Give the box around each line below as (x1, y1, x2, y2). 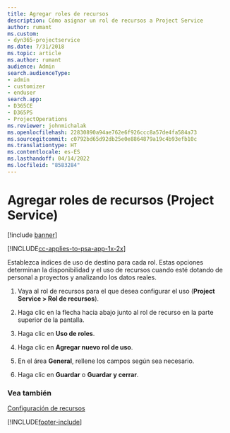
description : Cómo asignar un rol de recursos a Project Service (7, 17, 203, 24)
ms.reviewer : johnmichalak (7, 122, 87, 129)
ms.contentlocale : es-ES (7, 149, 80, 156)
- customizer (7, 83, 46, 90)
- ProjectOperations (7, 115, 68, 122)
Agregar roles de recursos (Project (7, 192, 214, 208)
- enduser (7, 89, 37, 96)
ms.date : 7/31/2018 (7, 43, 65, 50)
